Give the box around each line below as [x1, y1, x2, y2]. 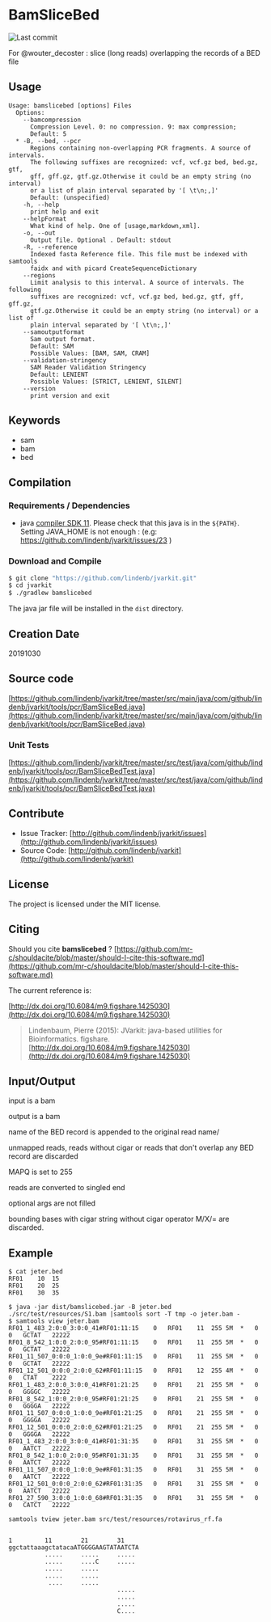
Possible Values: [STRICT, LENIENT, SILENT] [29, 378, 183, 386]
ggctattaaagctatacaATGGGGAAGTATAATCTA [8, 1544, 139, 1552]
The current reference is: [8, 985, 91, 995]
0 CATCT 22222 [8, 1502, 70, 1510]
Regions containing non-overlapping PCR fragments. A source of [29, 144, 252, 152]
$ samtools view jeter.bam [8, 1317, 100, 1325]
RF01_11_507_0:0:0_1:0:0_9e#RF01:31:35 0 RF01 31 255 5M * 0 [8, 1466, 259, 1474]
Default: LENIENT [29, 370, 89, 378]
